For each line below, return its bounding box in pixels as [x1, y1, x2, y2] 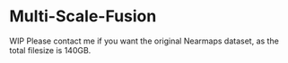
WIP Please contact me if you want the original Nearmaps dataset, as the [9, 35, 280, 46]
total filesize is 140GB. [9, 44, 92, 55]
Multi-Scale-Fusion [9, 6, 157, 27]
